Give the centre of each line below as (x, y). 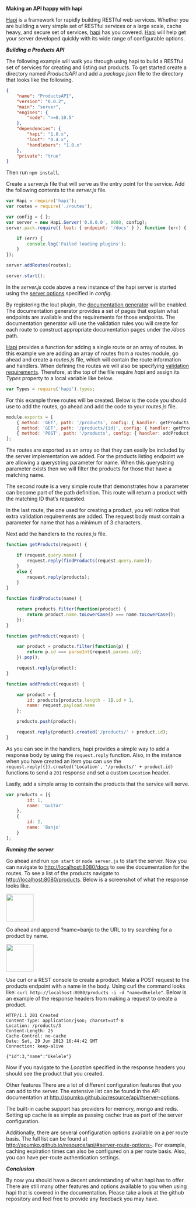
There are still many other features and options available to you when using (97, 1186)
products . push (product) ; (47, 722)
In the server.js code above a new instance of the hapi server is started (91, 287)
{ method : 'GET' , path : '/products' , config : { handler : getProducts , (104, 422)
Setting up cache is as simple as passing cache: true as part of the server (94, 1115)
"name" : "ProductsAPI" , (45, 96)
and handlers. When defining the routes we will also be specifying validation (98, 366)
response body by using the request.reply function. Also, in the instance (94, 755)
